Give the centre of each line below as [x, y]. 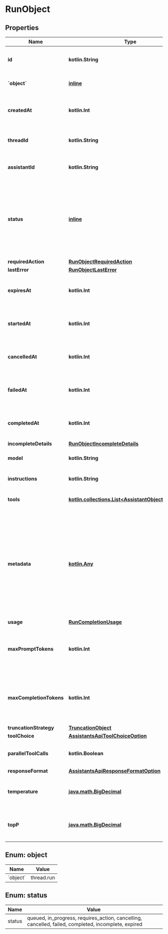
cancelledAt [22, 357]
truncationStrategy [31, 728]
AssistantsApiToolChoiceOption [107, 736]
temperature [23, 792]
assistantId [21, 167]
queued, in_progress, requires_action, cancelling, [84, 918]
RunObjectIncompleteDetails [103, 444]
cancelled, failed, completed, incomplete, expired [84, 924]
